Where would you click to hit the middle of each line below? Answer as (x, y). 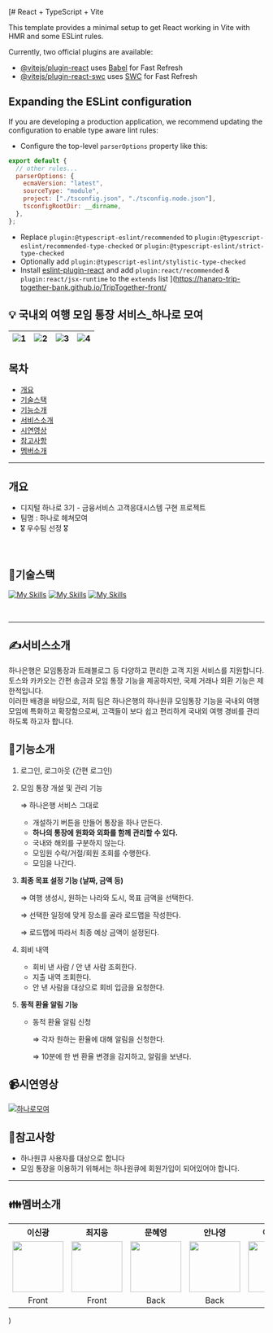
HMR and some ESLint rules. (56, 36)
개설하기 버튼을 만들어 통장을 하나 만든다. (97, 822)
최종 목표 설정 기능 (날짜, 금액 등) (71, 880)
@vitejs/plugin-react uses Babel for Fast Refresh (102, 68)
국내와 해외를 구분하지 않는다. (79, 842)
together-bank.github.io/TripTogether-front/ (93, 287)
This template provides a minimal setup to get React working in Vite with (129, 27)
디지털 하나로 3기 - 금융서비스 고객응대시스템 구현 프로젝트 (113, 508)
